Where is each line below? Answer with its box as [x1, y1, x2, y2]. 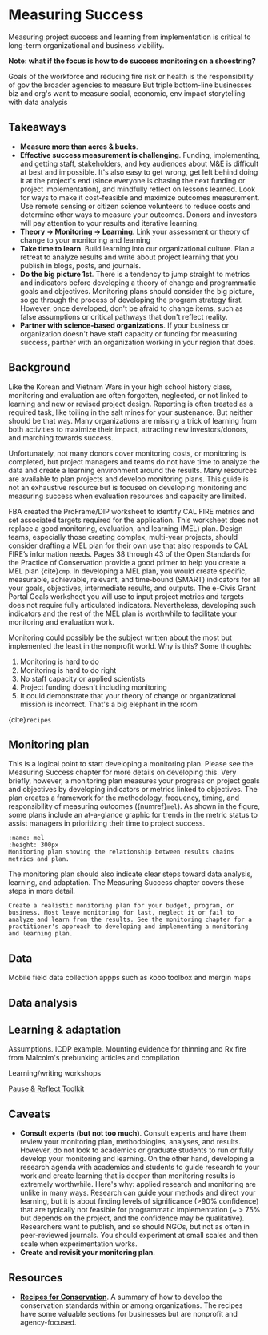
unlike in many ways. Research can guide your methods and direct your [19, 1188, 256, 1198]
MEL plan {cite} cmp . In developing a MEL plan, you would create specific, [8, 566, 248, 576]
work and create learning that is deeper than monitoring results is [19, 1171, 236, 1180]
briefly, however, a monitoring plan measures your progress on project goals [8, 776, 260, 786]
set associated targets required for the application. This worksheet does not [8, 515, 258, 525]
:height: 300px [8, 841, 59, 850]
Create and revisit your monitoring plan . [19, 1248, 156, 1257]
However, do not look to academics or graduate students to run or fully [19, 1145, 254, 1155]
